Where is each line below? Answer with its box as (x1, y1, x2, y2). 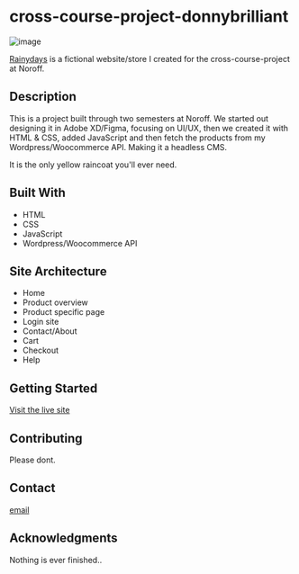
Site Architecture (9, 264, 107, 279)
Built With (9, 185, 66, 201)
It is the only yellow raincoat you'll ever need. (9, 159, 177, 170)
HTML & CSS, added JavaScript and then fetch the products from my (9, 132, 266, 143)
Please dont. (9, 454, 56, 465)
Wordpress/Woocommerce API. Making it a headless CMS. (9, 141, 228, 152)
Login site (22, 317, 59, 327)
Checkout (22, 345, 59, 356)
